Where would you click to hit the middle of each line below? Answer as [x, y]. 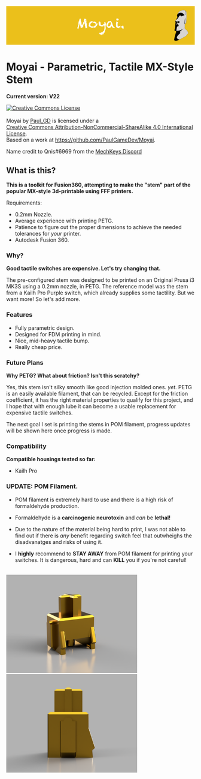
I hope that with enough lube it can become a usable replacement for [91, 406]
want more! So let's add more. [43, 299]
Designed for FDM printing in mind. [58, 334]
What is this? [31, 170]
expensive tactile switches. [39, 413]
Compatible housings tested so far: [51, 459]
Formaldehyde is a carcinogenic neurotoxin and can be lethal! [93, 518]
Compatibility [26, 446]
